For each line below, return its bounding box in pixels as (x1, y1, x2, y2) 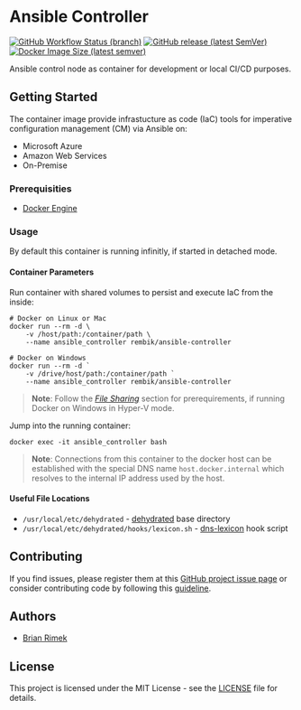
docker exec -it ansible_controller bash (9, 437, 168, 446)
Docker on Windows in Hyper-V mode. (31, 402, 175, 413)
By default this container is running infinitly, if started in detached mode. (9, 246, 278, 257)
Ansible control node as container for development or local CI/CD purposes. (9, 63, 291, 74)
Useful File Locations (9, 493, 90, 504)
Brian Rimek (22, 632, 68, 643)
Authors (9, 608, 57, 624)
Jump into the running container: (9, 420, 132, 431)
